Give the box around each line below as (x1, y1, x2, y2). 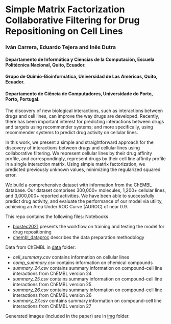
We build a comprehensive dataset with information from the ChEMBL (5, 182, 152, 188)
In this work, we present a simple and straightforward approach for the (5, 139, 154, 145)
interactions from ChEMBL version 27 (12, 303, 92, 309)
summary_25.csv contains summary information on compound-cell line (12, 275, 162, 282)
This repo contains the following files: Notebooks (5, 213, 109, 220)
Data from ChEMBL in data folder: (5, 244, 76, 250)
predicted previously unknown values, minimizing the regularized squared (5, 166, 161, 172)
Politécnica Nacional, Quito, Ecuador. (5, 61, 86, 68)
